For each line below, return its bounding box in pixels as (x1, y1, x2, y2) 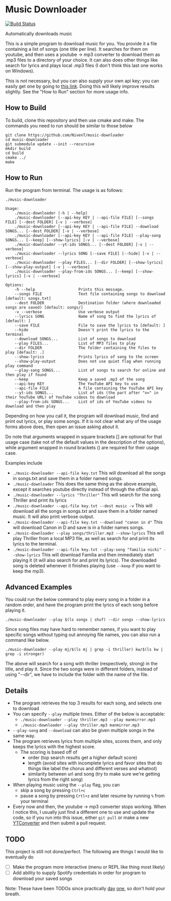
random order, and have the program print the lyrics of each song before (5, 602, 158, 608)
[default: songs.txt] (5, 296, 52, 301)
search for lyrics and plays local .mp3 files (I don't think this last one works (5, 62, 163, 68)
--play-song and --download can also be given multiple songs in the (12, 727, 155, 734)
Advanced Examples (5, 583, 72, 591)
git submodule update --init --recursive (5, 141, 95, 147)
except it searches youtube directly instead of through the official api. (12, 486, 159, 492)
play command (5, 363, 33, 368)
